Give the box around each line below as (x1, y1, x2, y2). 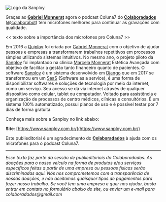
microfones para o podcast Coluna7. (5, 140, 79, 146)
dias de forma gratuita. (5, 106, 52, 112)
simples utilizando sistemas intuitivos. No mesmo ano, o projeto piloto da (5, 54, 154, 60)
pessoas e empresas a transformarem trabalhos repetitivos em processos (5, 49, 156, 55)
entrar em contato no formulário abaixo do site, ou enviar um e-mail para (5, 186, 155, 192)
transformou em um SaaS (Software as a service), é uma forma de (5, 75, 140, 81)
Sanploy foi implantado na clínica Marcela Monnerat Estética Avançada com (5, 60, 160, 65)
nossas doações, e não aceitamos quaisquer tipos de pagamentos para (5, 175, 153, 181)
